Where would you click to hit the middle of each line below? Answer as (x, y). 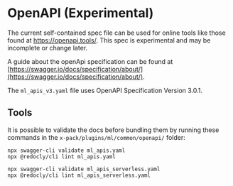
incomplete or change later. (47, 48)
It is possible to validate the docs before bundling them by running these (113, 130)
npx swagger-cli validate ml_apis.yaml (66, 151)
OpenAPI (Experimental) (81, 13)
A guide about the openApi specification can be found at (90, 61)
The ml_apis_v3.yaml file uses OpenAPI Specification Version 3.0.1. (105, 90)
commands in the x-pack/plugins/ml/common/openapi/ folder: (97, 137)
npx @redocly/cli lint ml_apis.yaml (61, 157)
